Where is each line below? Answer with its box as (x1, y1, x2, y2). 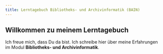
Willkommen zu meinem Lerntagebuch (5, 26, 129, 34)
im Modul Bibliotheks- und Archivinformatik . (5, 44, 99, 50)
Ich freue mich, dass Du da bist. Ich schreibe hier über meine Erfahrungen (5, 39, 158, 45)
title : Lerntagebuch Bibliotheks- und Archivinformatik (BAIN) (5, 7, 140, 12)
